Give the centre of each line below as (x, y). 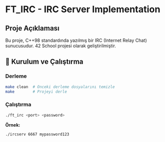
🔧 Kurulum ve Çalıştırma (44, 62)
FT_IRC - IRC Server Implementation (83, 9)
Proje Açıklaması (32, 28)
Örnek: (13, 125)
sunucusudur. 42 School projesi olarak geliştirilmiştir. (61, 46)
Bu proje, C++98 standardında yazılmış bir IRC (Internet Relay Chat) (76, 40)
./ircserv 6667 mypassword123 (37, 134)
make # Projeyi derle (36, 92)
